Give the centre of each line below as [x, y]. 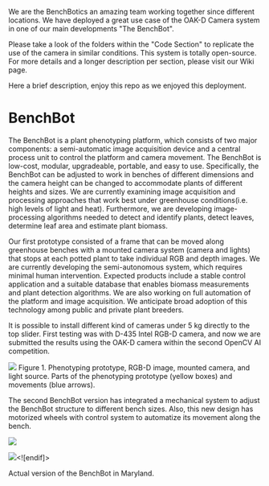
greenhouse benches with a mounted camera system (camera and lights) [129, 249]
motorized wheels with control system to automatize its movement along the [134, 417]
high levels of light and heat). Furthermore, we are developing [110, 208]
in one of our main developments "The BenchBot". [91, 29]
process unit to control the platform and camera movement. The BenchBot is [135, 157]
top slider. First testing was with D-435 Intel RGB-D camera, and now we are [134, 334]
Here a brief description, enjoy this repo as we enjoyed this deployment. [127, 85]
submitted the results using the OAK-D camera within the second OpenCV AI [135, 342]
